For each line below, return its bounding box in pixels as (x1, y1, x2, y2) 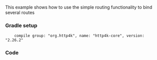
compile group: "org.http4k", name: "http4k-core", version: (14, 33, 144, 38)
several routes (5, 9, 35, 15)
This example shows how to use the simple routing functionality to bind (5, 4, 152, 10)
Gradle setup (5, 22, 38, 29)
